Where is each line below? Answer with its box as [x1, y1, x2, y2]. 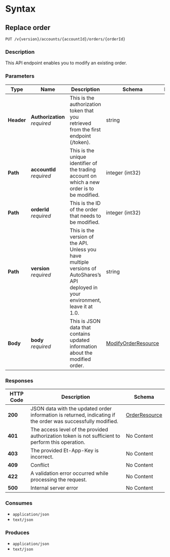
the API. [69, 239, 89, 247]
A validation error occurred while [30, 470, 109, 477]
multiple [69, 258, 89, 265]
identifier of [69, 159, 98, 166]
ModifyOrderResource [106, 339, 159, 346]
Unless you [69, 246, 97, 253]
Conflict [30, 461, 50, 468]
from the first [69, 126, 101, 133]
